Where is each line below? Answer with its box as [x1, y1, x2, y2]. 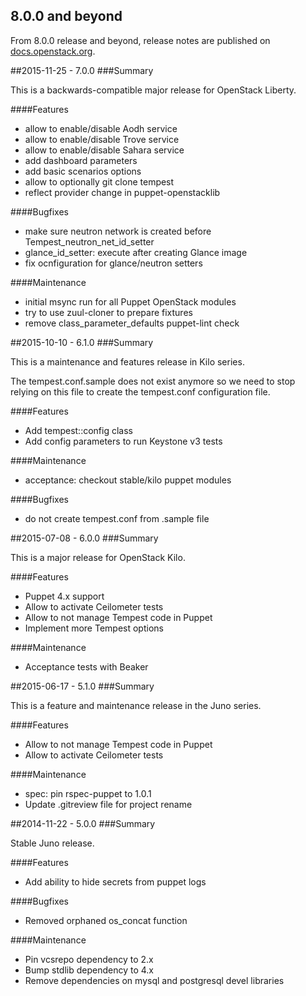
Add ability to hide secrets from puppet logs [24, 875, 207, 888]
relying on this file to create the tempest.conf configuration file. [10, 385, 271, 398]
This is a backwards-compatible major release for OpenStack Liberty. [10, 84, 297, 96]
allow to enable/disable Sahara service [24, 144, 185, 156]
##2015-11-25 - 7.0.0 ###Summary [10, 64, 154, 76]
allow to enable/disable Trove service [24, 133, 180, 145]
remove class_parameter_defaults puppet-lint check [24, 317, 240, 329]
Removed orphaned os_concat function [24, 914, 188, 926]
